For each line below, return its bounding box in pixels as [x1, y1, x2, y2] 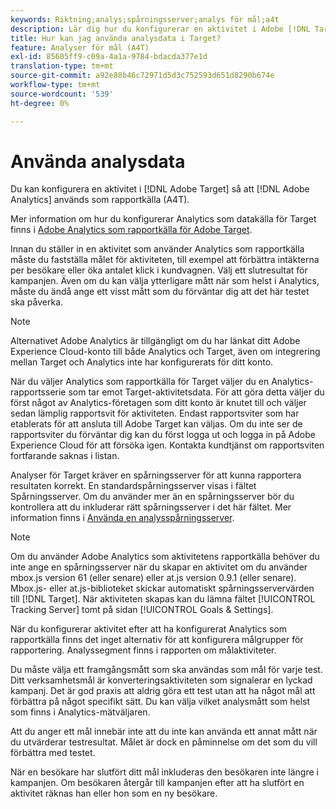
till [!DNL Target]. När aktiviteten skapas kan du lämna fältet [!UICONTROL [10, 593, 316, 605]
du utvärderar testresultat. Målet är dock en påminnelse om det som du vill [10, 736, 318, 748]
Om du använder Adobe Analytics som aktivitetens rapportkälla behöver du [10, 551, 320, 563]
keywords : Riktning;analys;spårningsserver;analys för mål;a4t [10, 14, 280, 25]
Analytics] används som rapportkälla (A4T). [10, 194, 190, 206]
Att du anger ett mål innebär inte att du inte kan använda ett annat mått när [10, 726, 318, 738]
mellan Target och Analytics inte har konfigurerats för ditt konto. [10, 356, 274, 368]
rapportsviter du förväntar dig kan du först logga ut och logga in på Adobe [10, 429, 316, 441]
